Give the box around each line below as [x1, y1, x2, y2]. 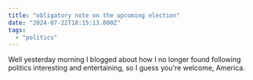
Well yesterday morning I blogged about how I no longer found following [8, 55, 241, 64]
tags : [8, 26, 26, 34]
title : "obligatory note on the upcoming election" [8, 11, 180, 20]
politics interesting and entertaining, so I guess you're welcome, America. [8, 64, 245, 73]
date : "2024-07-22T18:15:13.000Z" [8, 19, 121, 27]
